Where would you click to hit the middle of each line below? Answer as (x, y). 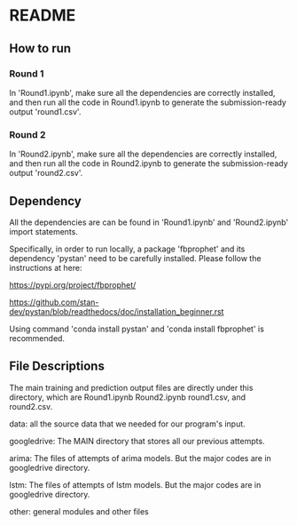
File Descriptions (57, 367)
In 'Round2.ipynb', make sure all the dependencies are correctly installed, (143, 154)
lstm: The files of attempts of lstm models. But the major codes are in (135, 484)
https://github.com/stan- (54, 302)
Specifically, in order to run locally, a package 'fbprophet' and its (127, 249)
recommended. (37, 338)
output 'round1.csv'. (45, 111)
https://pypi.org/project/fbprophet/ (73, 284)
